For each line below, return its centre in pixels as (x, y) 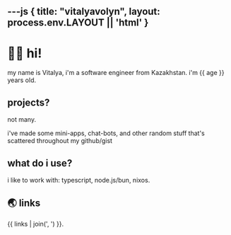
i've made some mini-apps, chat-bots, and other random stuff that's (106, 133)
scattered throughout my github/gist (60, 141)
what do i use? (40, 163)
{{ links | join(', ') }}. (36, 224)
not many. (22, 120)
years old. (22, 80)
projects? (29, 102)
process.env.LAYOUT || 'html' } (78, 23)
